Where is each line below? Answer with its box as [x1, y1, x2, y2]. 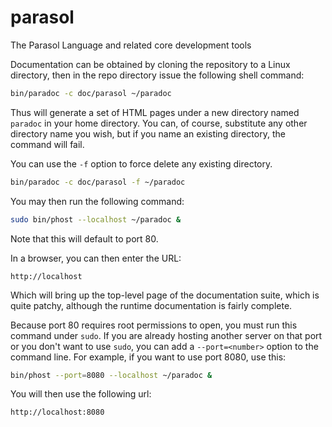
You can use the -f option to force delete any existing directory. [10, 157, 273, 170]
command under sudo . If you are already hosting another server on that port [10, 329, 323, 341]
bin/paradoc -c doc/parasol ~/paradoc [10, 88, 172, 98]
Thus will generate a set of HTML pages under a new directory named [10, 106, 300, 118]
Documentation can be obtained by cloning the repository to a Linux [10, 58, 291, 70]
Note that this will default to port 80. [10, 232, 159, 245]
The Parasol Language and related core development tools [10, 39, 252, 51]
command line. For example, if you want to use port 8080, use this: [10, 351, 287, 363]
